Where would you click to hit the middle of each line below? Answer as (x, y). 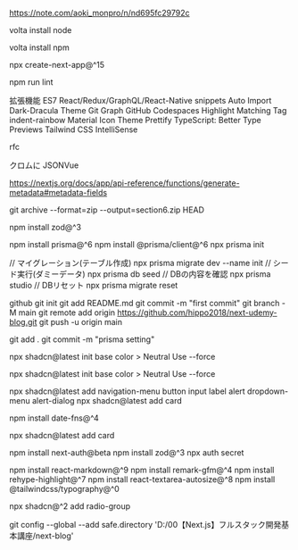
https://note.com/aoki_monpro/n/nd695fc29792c (99, 13)
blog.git (23, 322)
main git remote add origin (67, 312)
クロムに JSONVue (44, 165)
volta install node (41, 30)
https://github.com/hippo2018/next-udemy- (198, 312)
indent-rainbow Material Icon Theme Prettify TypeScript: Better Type (135, 120)
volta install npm (39, 47)
